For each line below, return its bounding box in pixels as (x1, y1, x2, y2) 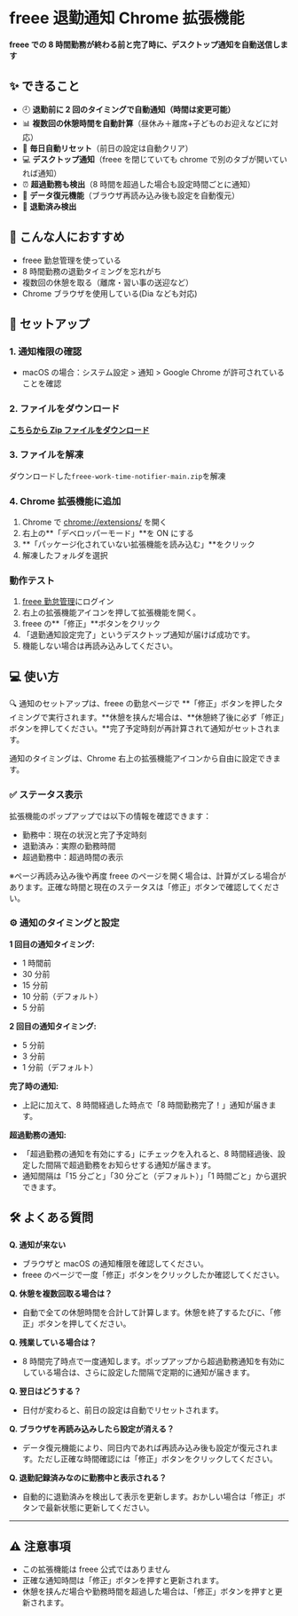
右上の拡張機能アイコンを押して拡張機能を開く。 (21, 607, 201, 618)
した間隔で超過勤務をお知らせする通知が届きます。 (29, 1159, 216, 1170)
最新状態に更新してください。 (45, 1502, 154, 1513)
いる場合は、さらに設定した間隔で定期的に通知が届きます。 (37, 1367, 255, 1377)
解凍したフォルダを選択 (21, 550, 108, 561)
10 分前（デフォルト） (21, 990, 104, 1001)
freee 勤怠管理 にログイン (21, 596, 114, 607)
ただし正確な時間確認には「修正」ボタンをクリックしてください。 (36, 1453, 278, 1464)
